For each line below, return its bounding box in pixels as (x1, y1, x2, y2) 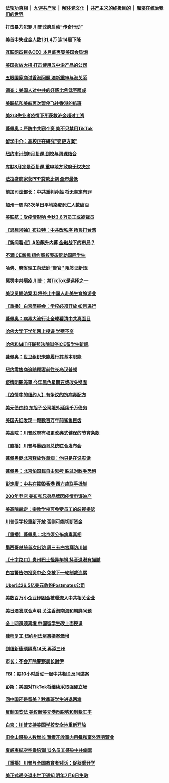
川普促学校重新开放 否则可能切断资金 (5, 518, 83, 525)
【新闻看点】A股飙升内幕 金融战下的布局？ (5, 239, 95, 246)
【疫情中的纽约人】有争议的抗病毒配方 (5, 392, 86, 398)
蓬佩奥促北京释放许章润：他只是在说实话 (5, 455, 91, 461)
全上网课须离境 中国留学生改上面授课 (5, 620, 83, 627)
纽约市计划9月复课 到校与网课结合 (5, 151, 77, 157)
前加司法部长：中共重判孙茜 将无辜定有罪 (5, 189, 92, 195)
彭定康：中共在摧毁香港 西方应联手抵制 (5, 480, 88, 487)
